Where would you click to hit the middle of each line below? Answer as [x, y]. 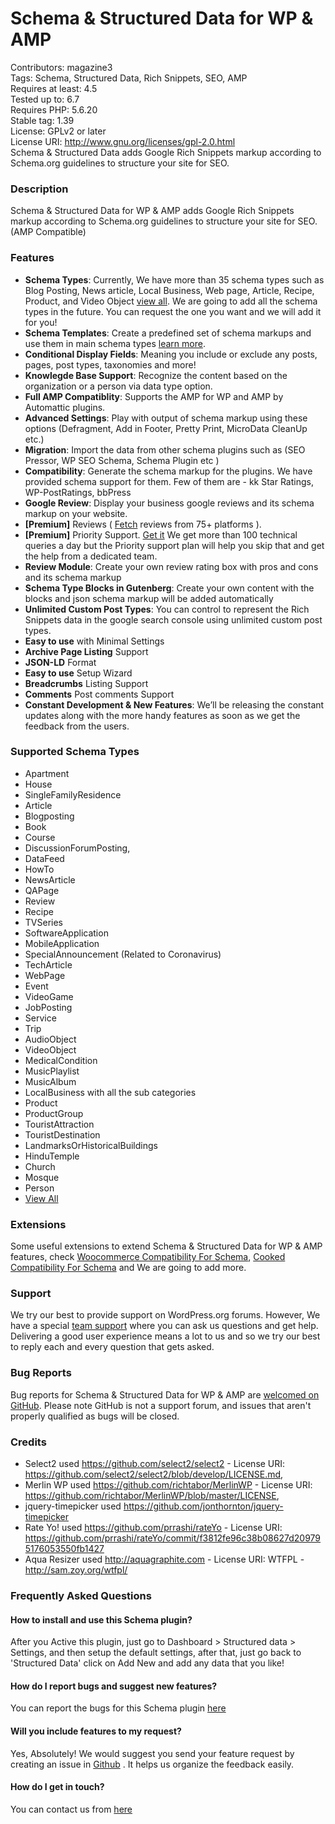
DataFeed [44, 858]
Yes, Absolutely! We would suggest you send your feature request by [152, 1753]
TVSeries [43, 922]
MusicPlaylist [52, 1071]
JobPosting [48, 1007]
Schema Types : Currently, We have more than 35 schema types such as [174, 279]
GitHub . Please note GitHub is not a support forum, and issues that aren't [161, 1405]
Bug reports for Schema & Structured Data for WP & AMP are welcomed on [165, 1394]
